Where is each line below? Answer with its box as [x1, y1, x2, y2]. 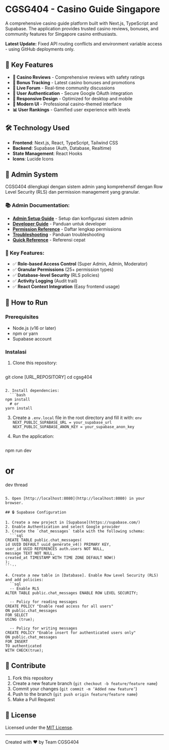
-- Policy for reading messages [10, 599, 78, 604]
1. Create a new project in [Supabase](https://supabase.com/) [5, 520, 141, 525]
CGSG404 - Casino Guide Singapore [5, 4, 160, 15]
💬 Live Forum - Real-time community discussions [12, 85, 115, 91]
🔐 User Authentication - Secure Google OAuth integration [12, 90, 133, 96]
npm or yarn [12, 330, 38, 336]
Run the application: [12, 433, 54, 439]
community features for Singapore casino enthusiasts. [5, 31, 118, 37]
